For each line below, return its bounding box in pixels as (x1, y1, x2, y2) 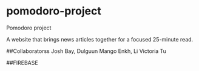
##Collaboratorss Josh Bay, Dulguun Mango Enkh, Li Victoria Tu (6, 47, 167, 55)
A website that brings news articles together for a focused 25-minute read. (6, 35, 194, 43)
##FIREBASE (6, 59, 38, 66)
